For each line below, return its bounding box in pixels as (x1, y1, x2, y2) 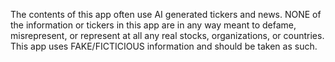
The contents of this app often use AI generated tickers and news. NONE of (10, 9, 322, 20)
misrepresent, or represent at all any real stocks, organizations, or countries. (10, 30, 325, 41)
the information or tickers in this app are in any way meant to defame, (10, 19, 297, 31)
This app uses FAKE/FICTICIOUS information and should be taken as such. (10, 40, 318, 52)
